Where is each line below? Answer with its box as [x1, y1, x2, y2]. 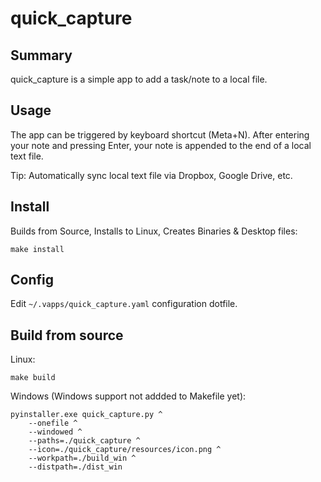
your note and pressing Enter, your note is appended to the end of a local [10, 139, 312, 151]
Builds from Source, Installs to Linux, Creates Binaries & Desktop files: [10, 225, 298, 237]
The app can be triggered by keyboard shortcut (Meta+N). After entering [10, 128, 310, 141]
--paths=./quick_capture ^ [28, 436, 141, 446]
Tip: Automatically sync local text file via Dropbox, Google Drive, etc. [10, 169, 293, 181]
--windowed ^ [28, 427, 83, 437]
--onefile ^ [28, 418, 78, 429]
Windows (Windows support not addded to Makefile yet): [10, 390, 247, 402]
